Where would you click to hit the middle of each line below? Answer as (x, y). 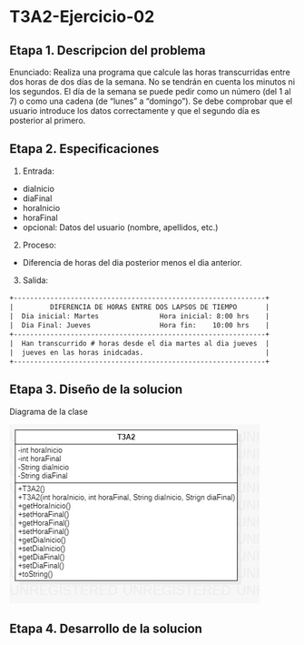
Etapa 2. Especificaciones (84, 149)
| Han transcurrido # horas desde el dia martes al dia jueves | (140, 343)
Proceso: (39, 245)
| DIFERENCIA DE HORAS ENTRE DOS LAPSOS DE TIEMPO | (140, 307)
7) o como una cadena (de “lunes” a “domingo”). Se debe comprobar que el (151, 101)
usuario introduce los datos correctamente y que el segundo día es (135, 111)
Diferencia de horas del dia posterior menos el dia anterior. (132, 262)
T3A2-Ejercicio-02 (82, 17)
